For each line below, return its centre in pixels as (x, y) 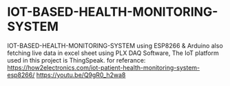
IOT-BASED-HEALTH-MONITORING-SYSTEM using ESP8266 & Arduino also (115, 45)
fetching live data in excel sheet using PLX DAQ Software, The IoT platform (113, 53)
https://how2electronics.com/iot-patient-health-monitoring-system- (104, 67)
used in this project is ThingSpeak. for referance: (76, 60)
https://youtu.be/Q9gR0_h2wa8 (81, 75)
